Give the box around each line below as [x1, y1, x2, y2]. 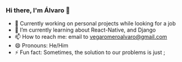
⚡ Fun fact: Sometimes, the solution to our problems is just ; [14, 49, 165, 56]
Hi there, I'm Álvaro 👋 [6, 6, 70, 15]
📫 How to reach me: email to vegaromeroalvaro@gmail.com [14, 33, 167, 41]
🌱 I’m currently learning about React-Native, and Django [14, 26, 156, 33]
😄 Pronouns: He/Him [14, 42, 69, 49]
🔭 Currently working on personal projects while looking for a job [14, 20, 176, 27]
